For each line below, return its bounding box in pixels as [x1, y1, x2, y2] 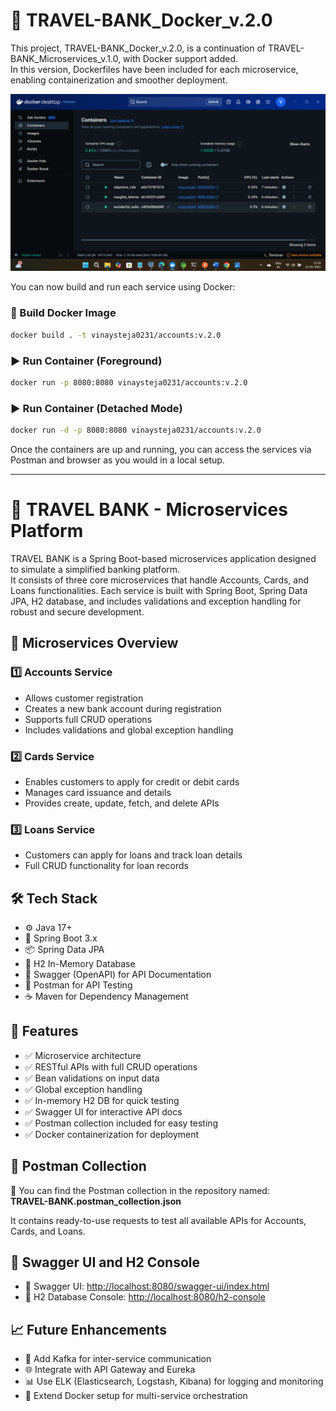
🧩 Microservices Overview [10, 635, 179, 652]
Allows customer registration [24, 692, 144, 704]
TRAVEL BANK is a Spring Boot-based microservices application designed [10, 552, 317, 564]
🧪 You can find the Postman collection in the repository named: [10, 1184, 270, 1196]
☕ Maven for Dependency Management [24, 990, 189, 1002]
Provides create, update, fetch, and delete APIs [24, 797, 220, 809]
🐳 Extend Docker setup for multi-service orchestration [24, 1390, 248, 1402]
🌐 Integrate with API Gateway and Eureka [24, 1364, 196, 1376]
